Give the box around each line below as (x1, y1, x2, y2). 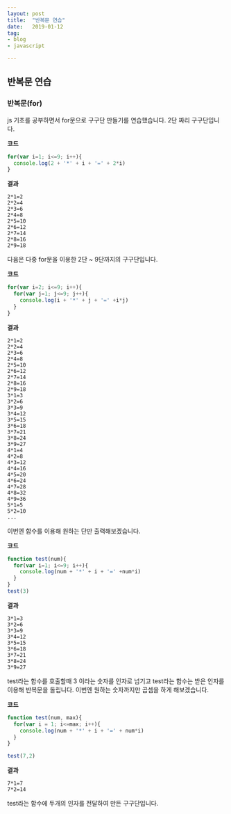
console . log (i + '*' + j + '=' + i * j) (19, 297, 129, 304)
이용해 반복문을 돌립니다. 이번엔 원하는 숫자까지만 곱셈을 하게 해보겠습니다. (7, 685, 209, 694)
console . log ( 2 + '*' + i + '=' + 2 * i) (13, 159, 126, 167)
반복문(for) (7, 99, 43, 109)
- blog (7, 36, 26, 43)
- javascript (7, 42, 45, 49)
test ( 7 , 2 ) (7, 753, 36, 760)
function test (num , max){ (7, 714, 82, 721)
